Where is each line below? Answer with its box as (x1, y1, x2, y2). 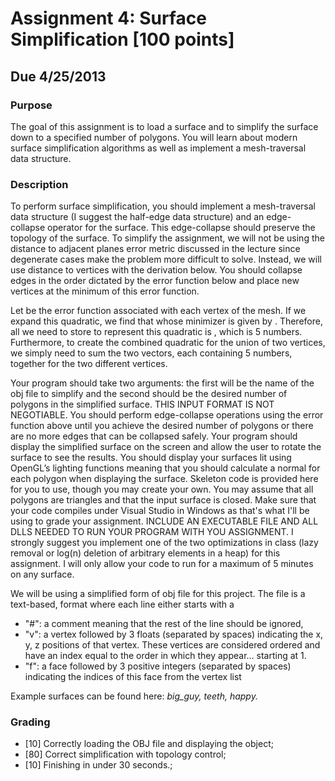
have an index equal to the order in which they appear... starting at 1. (24, 650, 307, 662)
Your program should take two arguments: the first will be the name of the (10, 377, 315, 389)
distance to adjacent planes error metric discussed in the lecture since (10, 243, 301, 255)
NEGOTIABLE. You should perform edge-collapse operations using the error (10, 409, 324, 421)
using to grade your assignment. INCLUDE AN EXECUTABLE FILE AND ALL (10, 515, 319, 527)
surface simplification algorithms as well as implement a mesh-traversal (10, 142, 307, 154)
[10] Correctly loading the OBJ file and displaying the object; (24, 738, 274, 750)
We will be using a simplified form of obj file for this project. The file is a (10, 588, 306, 600)
